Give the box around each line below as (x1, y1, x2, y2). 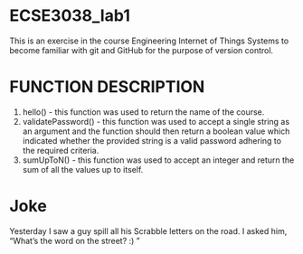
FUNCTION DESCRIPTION (9, 77, 205, 98)
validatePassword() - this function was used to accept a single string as (22, 116, 290, 127)
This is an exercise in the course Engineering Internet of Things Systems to (9, 35, 289, 46)
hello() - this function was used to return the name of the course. (22, 106, 265, 118)
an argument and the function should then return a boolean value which (22, 126, 290, 136)
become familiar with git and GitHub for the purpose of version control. (9, 44, 274, 55)
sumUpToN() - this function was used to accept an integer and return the (22, 155, 295, 165)
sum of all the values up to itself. (22, 164, 144, 174)
